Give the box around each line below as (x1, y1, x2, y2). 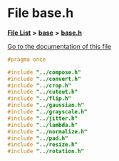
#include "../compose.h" (7, 69, 81, 76)
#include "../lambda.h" (7, 121, 78, 128)
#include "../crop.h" (7, 82, 72, 89)
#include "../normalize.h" (7, 128, 88, 135)
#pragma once (7, 55, 46, 63)
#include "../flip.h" (7, 95, 72, 102)
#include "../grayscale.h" (7, 109, 88, 116)
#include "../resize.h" (7, 141, 78, 148)
